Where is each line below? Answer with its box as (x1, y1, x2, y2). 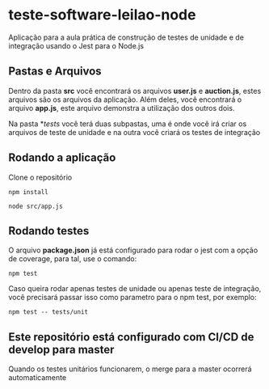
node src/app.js (8, 202, 63, 210)
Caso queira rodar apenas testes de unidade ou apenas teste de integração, (8, 284, 262, 294)
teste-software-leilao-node (8, 6, 196, 24)
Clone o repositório (8, 172, 73, 182)
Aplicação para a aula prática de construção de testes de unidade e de (8, 32, 245, 42)
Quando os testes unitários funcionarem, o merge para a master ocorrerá (8, 364, 252, 374)
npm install (8, 188, 48, 196)
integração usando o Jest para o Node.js (8, 40, 144, 50)
